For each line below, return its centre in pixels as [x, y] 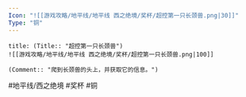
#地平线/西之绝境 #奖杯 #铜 [53, 85]
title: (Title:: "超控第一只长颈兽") [66, 46]
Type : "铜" [26, 23]
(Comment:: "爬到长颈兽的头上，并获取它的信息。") [83, 69]
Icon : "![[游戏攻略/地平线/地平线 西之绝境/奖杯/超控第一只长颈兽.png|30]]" [124, 15]
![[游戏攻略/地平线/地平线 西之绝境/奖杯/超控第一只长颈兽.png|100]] [111, 54]
